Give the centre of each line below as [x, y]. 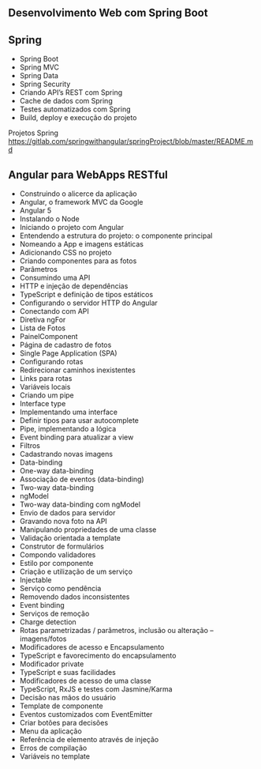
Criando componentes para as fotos [78, 261]
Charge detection [48, 622]
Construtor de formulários [62, 547]
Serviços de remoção [54, 614]
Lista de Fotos [42, 328]
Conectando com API [54, 311]
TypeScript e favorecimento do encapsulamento [98, 656]
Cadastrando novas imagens [66, 454]
